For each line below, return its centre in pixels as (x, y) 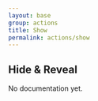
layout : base (30, 15)
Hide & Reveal (43, 69)
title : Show (28, 30)
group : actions (33, 23)
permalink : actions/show (49, 37)
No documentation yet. (45, 88)
